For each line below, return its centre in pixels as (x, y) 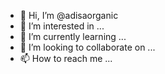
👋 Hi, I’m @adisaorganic (69, 15)
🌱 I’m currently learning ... (73, 36)
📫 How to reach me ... (66, 58)
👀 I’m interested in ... (62, 26)
